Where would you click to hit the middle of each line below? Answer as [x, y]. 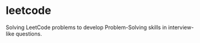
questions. [29, 33]
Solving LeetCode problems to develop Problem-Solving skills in [86, 27]
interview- [181, 27]
